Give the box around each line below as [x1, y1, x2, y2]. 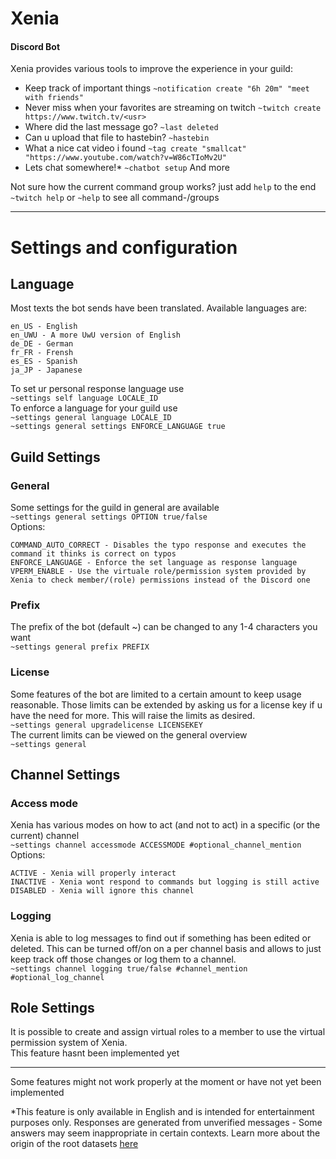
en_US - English [10, 322, 78, 332]
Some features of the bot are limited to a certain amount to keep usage [10, 688, 302, 700]
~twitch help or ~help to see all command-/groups [10, 192, 220, 204]
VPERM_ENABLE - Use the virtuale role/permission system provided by [10, 567, 307, 577]
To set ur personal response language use [10, 383, 185, 395]
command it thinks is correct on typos [10, 549, 177, 559]
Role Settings [10, 1000, 95, 1017]
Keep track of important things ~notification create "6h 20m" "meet [24, 82, 310, 94]
